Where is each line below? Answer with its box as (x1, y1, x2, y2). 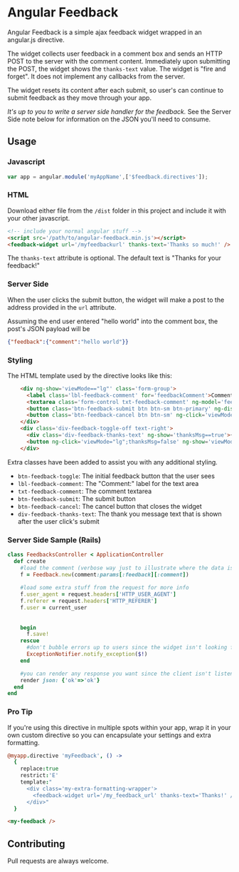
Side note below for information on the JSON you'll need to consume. (7, 115, 211, 123)
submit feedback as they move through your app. (7, 93, 152, 102)
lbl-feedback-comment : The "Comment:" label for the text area (17, 479, 199, 487)
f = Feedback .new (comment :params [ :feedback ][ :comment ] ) (20, 571, 190, 578)
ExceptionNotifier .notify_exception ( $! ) (26, 651, 148, 658)
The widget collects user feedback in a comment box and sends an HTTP (7, 49, 223, 58)
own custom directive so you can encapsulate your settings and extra (7, 731, 211, 739)
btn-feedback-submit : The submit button (17, 494, 137, 503)
